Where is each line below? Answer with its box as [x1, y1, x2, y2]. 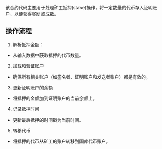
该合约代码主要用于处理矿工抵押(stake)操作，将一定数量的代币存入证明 [5, 5, 153, 10]
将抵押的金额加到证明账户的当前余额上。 [12, 95, 97, 101]
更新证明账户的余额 [12, 84, 53, 90]
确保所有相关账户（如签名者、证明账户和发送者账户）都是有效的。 [12, 73, 150, 80]
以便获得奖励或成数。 [14, 11, 59, 17]
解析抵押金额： [12, 41, 44, 47]
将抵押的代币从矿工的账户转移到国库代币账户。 [12, 138, 110, 144]
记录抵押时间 [12, 106, 39, 112]
